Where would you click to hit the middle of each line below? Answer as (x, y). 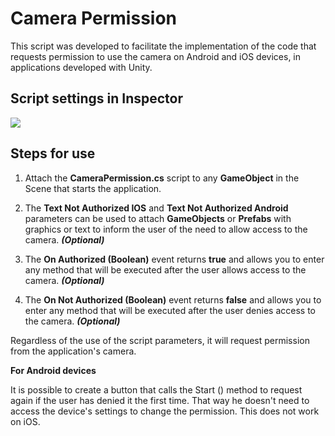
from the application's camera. (73, 351)
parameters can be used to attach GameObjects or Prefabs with (158, 218)
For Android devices (53, 370)
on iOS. (25, 421)
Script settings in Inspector (97, 98)
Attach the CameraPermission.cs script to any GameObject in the (162, 178)
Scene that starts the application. (93, 188)
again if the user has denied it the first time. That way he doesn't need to (160, 400)
